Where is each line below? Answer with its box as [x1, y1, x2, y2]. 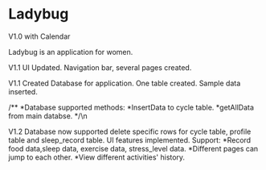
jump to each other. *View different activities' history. [8, 152, 186, 162]
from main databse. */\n [8, 110, 88, 121]
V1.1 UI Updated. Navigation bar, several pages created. [8, 62, 192, 73]
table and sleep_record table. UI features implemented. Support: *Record [8, 135, 252, 145]
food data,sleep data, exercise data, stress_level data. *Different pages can [8, 143, 259, 153]
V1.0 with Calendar [8, 31, 71, 41]
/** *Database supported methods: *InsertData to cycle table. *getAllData [8, 102, 255, 112]
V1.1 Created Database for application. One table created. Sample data [8, 78, 241, 88]
